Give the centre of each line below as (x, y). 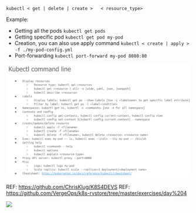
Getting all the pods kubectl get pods (60, 31)
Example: (17, 19)
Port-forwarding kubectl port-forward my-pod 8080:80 (81, 56)
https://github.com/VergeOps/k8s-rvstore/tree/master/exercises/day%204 (97, 193)
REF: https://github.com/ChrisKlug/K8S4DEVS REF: (68, 187)
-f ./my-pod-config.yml (44, 50)
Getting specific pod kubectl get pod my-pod (69, 37)
